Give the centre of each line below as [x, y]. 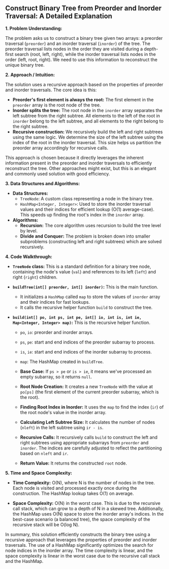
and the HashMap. [24, 561]
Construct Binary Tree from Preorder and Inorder [83, 8]
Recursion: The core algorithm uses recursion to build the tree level [91, 225]
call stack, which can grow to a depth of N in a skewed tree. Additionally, [88, 508]
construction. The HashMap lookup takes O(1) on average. [73, 493]
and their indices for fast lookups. [55, 302]
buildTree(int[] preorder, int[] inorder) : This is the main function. [85, 287]
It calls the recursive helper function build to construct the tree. [86, 307]
